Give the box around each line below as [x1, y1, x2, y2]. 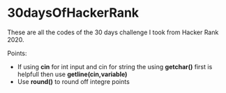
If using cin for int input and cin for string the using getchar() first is [17, 62, 213, 71]
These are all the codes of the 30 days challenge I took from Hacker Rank [7, 28, 219, 36]
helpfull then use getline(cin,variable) [17, 70, 128, 78]
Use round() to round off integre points [17, 77, 130, 85]
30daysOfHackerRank [7, 5, 140, 21]
